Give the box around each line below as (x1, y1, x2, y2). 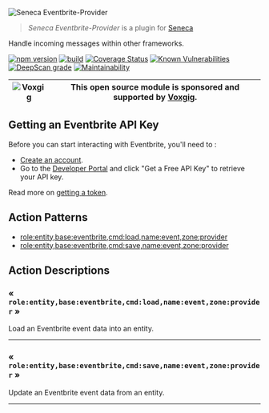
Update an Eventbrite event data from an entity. (8, 387, 165, 397)
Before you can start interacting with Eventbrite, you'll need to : (8, 139, 217, 149)
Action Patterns (8, 211, 88, 224)
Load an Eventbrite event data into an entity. (8, 324, 155, 334)
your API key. (19, 172, 64, 182)
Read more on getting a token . (8, 187, 108, 197)
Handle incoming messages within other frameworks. (8, 38, 184, 48)
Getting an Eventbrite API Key (8, 118, 159, 132)
